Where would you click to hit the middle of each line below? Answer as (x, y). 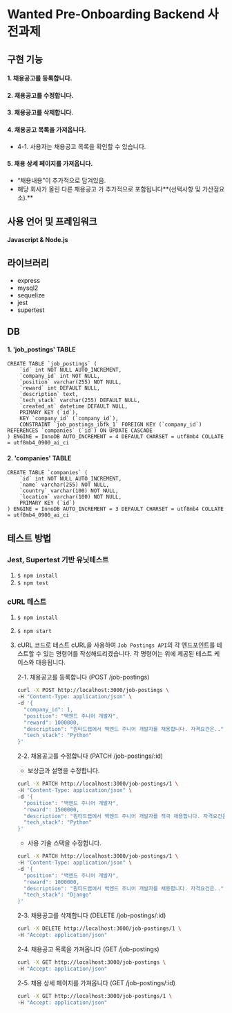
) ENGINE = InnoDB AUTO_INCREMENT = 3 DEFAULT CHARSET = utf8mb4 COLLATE (116, 509)
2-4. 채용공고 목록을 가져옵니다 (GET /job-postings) (88, 949)
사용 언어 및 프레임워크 (52, 222)
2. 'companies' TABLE (39, 458)
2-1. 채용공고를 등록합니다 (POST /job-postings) (83, 677)
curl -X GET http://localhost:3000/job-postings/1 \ (95, 996)
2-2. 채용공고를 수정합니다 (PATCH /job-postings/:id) (90, 756)
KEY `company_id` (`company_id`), (69, 419)
